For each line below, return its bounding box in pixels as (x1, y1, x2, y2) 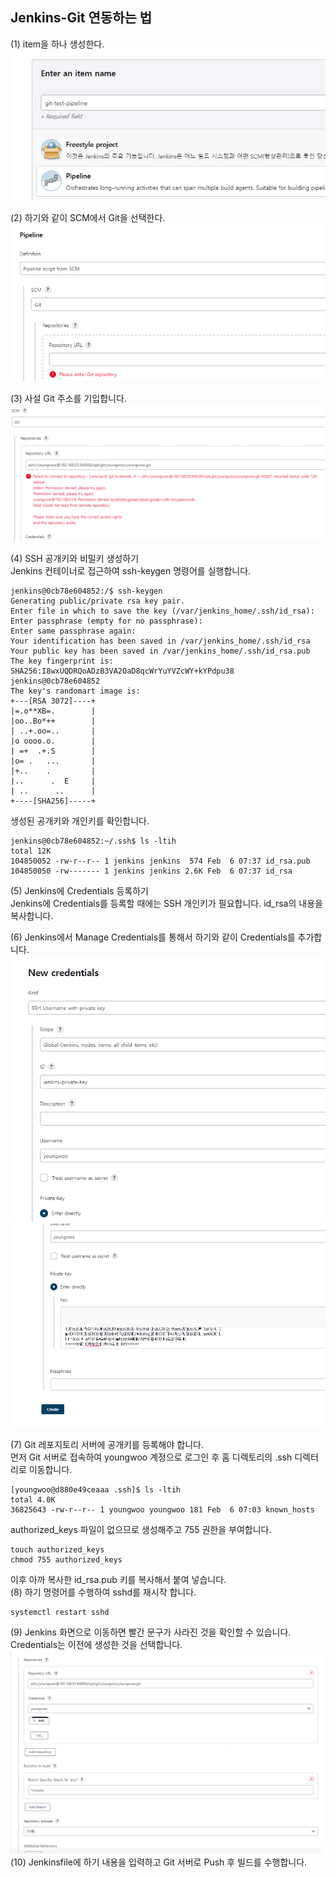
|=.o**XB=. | (10, 706, 97, 717)
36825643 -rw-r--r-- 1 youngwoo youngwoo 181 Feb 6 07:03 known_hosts (10, 1504, 315, 1515)
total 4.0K (10, 1494, 56, 1505)
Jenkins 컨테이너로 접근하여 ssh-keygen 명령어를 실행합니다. (10, 565, 252, 577)
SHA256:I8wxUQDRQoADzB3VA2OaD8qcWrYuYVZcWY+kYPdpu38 (10, 666, 235, 677)
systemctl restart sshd (10, 1607, 110, 1617)
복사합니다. (10, 910, 54, 922)
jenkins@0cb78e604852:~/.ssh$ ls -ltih (10, 836, 177, 847)
